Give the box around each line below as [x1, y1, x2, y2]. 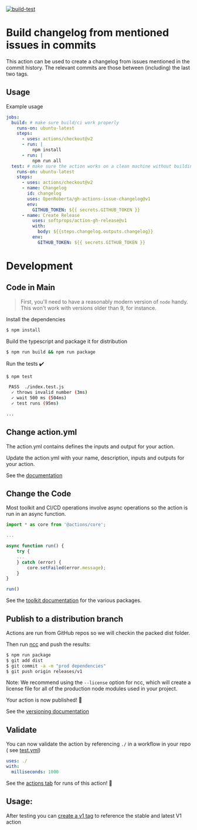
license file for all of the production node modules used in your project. [6, 685, 178, 692]
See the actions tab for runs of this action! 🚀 [6, 780, 113, 787]
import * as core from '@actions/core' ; [6, 522, 107, 528]
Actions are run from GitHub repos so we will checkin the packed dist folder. [6, 629, 191, 636]
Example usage [6, 103, 43, 110]
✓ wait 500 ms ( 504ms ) [11, 395, 67, 401]
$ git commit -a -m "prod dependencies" [6, 663, 107, 669]
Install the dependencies [6, 315, 66, 322]
